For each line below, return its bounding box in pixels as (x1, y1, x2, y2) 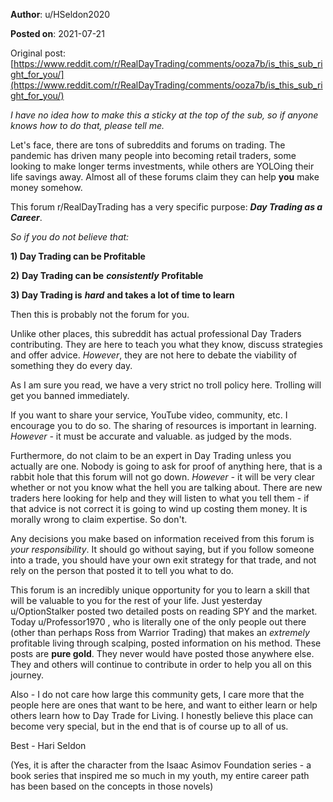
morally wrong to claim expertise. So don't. (10, 514, 188, 525)
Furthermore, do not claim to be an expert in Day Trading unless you (10, 450, 292, 461)
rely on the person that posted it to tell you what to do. (10, 565, 234, 576)
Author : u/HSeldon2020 (10, 9, 111, 20)
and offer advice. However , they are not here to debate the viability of (10, 349, 298, 361)
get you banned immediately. (10, 390, 130, 401)
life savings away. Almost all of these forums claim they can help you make (10, 171, 320, 183)
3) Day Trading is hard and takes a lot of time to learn (10, 289, 235, 301)
